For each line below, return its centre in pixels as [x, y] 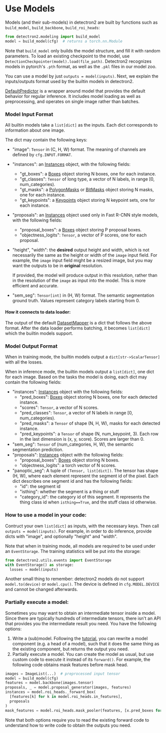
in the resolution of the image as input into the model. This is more [79, 280]
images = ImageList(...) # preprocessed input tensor [63, 674]
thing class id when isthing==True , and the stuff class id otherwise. [88, 502]
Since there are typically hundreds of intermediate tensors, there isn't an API [83, 618]
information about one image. [35, 130]
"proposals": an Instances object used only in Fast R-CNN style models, [85, 215]
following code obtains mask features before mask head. [70, 664]
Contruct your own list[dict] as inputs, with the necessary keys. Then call [82, 526]
